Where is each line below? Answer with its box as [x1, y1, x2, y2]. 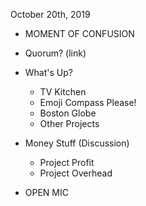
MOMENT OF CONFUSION [24, 28, 135, 39]
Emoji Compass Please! [39, 97, 137, 108]
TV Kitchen [39, 86, 87, 98]
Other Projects [39, 118, 100, 129]
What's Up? [24, 67, 73, 78]
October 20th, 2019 [10, 9, 91, 20]
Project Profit [39, 157, 95, 168]
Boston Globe [39, 107, 97, 119]
